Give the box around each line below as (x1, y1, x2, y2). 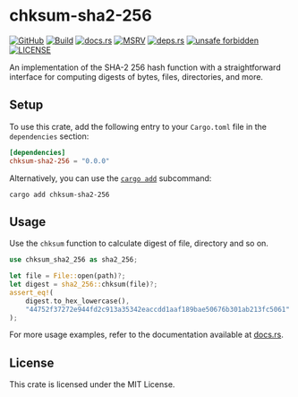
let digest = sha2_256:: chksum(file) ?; (9, 280, 158, 289)
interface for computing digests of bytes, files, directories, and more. (9, 71, 264, 82)
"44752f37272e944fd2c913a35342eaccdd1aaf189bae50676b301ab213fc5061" (25, 305, 291, 314)
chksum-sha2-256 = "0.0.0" (9, 156, 110, 166)
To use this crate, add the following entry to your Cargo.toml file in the (9, 121, 267, 132)
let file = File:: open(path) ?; (9, 272, 126, 280)
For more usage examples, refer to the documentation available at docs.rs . (9, 329, 285, 341)
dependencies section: (9, 131, 89, 142)
